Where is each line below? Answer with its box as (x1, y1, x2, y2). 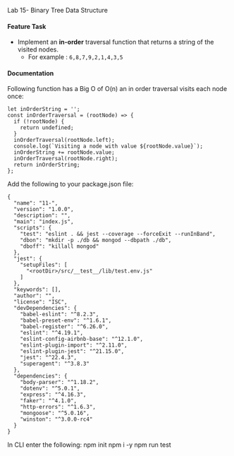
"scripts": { (13, 224, 52, 232)
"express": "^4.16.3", (20, 391, 87, 398)
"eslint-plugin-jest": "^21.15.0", (20, 348, 125, 355)
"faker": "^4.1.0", (20, 397, 78, 404)
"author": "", (13, 292, 55, 299)
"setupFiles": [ (20, 261, 68, 269)
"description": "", (13, 212, 71, 220)
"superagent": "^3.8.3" (20, 360, 90, 368)
